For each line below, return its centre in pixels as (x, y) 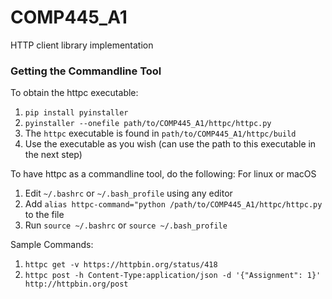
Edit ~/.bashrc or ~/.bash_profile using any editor (128, 193)
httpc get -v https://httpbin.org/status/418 (121, 265)
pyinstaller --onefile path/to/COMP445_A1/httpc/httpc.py (148, 124)
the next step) (53, 155)
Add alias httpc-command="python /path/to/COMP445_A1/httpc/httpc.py (173, 204)
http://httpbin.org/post (76, 284)
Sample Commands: (52, 245)
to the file (44, 215)
